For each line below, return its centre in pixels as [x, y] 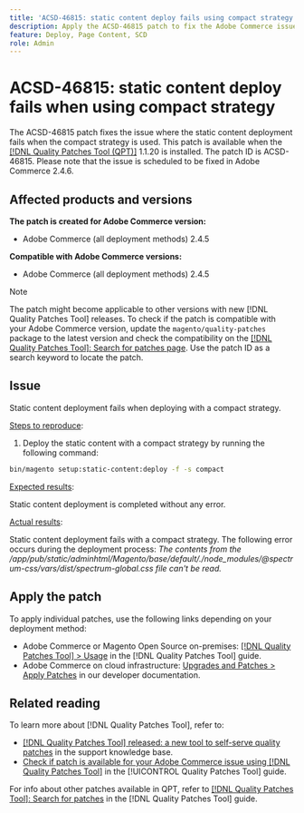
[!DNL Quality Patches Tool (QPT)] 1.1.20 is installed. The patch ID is [136, 152]
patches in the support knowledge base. [98, 752]
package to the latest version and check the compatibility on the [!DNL [141, 338]
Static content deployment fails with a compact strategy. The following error [151, 539]
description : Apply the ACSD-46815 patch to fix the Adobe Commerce [141, 26]
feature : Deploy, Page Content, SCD [78, 34]
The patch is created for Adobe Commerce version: [108, 221]
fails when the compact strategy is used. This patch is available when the [146, 142]
